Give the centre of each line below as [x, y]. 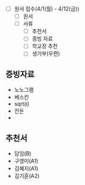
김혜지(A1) [26, 168]
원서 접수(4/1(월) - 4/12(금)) [47, 9]
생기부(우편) [46, 54]
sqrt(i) [22, 104]
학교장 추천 [45, 46]
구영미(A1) [26, 161]
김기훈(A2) [27, 176]
